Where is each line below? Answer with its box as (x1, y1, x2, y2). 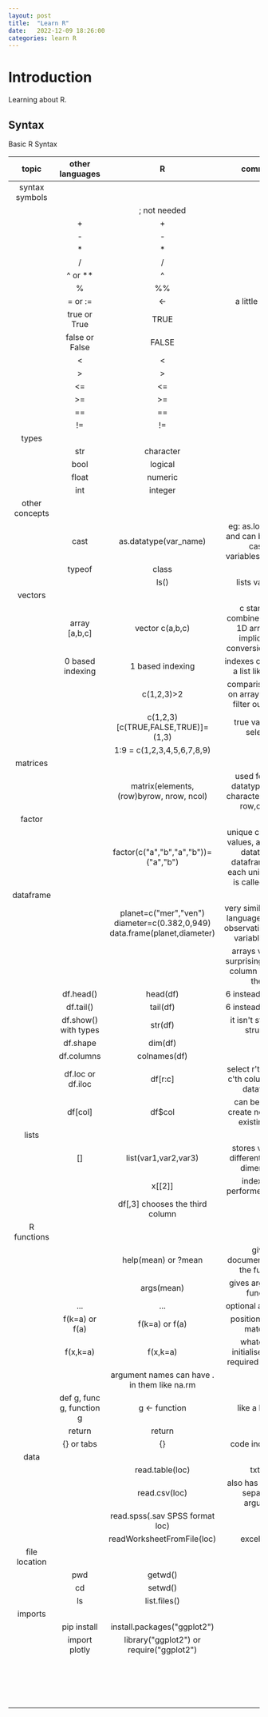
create (227, 1107, 253, 1117)
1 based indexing (130, 661, 195, 672)
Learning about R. (8, 95, 67, 105)
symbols (15, 192, 48, 202)
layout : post (8, 11, 52, 20)
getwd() (147, 1569, 178, 1580)
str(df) (150, 1020, 175, 1030)
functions (14, 1232, 49, 1242)
